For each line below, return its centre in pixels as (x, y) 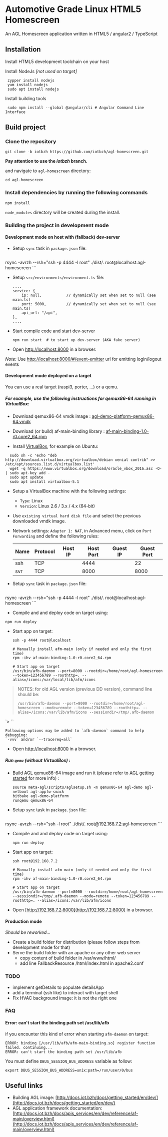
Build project (25, 127)
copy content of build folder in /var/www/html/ (68, 958)
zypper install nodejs (31, 80)
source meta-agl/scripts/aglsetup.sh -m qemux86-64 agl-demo (77, 787)
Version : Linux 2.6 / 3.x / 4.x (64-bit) (57, 506)
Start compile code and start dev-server (54, 331)
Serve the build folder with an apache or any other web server (76, 953)
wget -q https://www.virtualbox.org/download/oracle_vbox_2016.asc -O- (86, 469)
